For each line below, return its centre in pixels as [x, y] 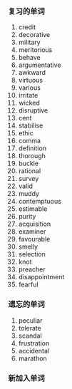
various [30, 88]
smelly [28, 247]
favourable [34, 239]
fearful [28, 285]
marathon [32, 358]
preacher [32, 269]
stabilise [31, 125]
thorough [32, 156]
